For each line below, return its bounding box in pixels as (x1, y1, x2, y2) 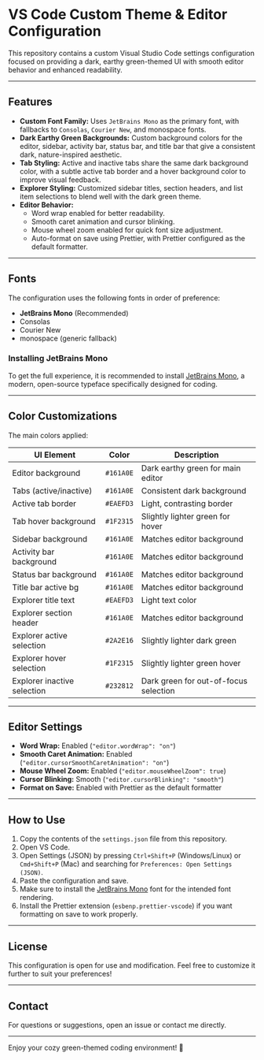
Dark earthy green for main (141, 463, 241, 474)
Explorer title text (12, 594, 75, 605)
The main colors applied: (8, 430, 89, 440)
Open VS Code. (19, 842, 71, 852)
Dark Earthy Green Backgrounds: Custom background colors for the (19, 132, 244, 143)
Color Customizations (8, 410, 118, 423)
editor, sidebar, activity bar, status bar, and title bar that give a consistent (19, 141, 255, 151)
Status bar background (12, 569, 97, 580)
